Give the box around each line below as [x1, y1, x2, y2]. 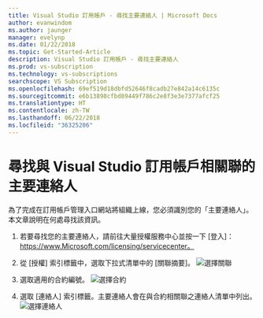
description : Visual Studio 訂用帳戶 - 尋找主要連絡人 [8, 56, 179, 64]
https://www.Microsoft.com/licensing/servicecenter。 [19, 241, 194, 250]
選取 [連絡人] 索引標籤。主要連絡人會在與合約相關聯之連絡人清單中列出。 [19, 291, 257, 301]
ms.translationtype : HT [8, 99, 87, 107]
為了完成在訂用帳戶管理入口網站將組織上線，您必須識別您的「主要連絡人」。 [8, 205, 254, 214]
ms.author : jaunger [8, 26, 72, 34]
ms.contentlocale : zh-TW [8, 107, 90, 115]
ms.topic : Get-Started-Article [8, 48, 111, 56]
